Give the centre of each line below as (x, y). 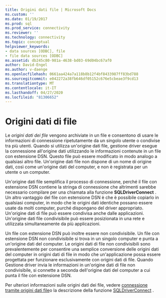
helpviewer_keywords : (28, 47)
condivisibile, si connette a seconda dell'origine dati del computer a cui (78, 270)
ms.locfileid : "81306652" (32, 97)
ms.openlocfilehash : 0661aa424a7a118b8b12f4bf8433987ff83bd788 (72, 74)
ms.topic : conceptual (28, 42)
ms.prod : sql (19, 24)
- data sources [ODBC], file (35, 51)
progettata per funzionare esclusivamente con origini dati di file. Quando (79, 260)
